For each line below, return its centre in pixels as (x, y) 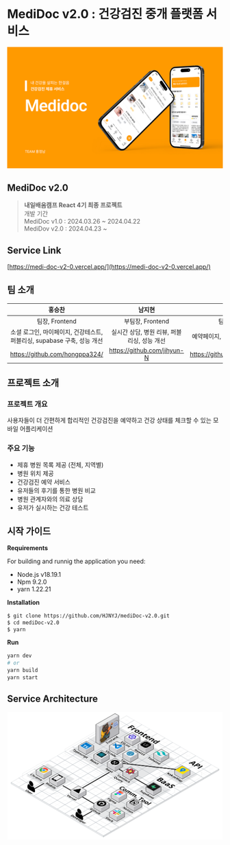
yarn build (23, 670)
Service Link (34, 250)
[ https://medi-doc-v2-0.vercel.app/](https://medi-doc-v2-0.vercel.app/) (109, 267)
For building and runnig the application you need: (76, 561)
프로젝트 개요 (27, 404)
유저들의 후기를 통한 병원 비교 (56, 490)
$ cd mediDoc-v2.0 (33, 623)
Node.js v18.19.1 (39, 575)
